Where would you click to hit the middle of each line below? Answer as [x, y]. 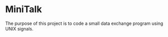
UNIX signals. [19, 28]
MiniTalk [24, 9]
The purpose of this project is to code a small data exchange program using [84, 23]
